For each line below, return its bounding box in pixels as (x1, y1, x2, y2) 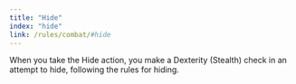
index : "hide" (9, 22, 63, 31)
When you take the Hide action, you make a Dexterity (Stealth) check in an (9, 55, 288, 66)
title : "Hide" (9, 13, 63, 23)
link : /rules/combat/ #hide (9, 30, 111, 39)
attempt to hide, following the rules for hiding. (9, 64, 179, 75)
